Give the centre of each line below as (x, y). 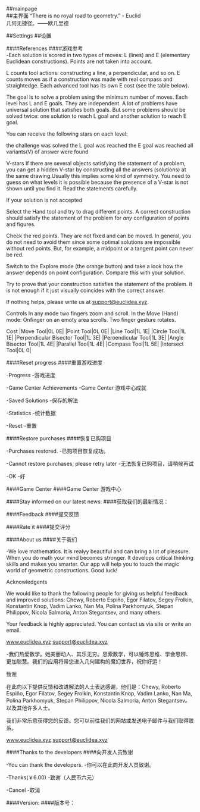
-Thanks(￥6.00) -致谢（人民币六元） (52, 777)
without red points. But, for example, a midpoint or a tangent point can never (100, 248)
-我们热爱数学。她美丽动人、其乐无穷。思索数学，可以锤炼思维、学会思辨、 (99, 654)
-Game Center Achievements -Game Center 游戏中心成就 (76, 388)
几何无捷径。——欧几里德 (37, 23)
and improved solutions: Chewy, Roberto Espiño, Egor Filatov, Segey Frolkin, (100, 600)
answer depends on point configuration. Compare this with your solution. (96, 272)
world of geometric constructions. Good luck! (62, 570)
